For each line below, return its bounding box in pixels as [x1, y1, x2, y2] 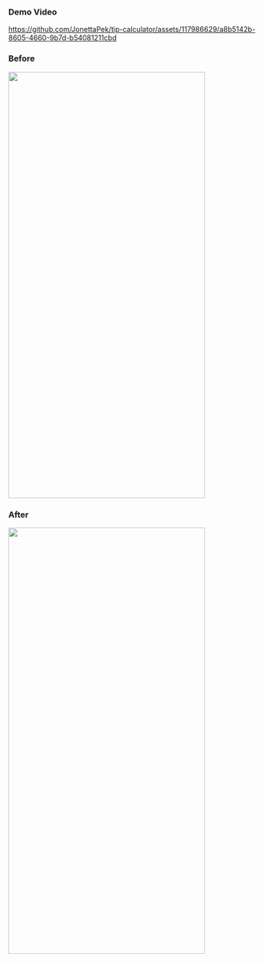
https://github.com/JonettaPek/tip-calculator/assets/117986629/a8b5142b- [8, 25, 256, 34]
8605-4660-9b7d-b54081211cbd [8, 33, 118, 42]
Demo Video [8, 6, 58, 18]
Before [8, 53, 35, 64]
